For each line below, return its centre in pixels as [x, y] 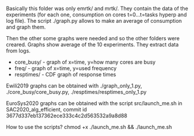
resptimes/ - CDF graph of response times [65, 74]
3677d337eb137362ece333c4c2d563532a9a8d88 [67, 116]
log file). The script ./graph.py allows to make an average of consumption [94, 21]
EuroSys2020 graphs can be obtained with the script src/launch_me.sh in [94, 103]
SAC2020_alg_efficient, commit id [47, 109]
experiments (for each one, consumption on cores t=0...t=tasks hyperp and [96, 15]
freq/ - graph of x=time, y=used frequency [66, 68]
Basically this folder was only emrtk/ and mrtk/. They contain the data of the [97, 8]
